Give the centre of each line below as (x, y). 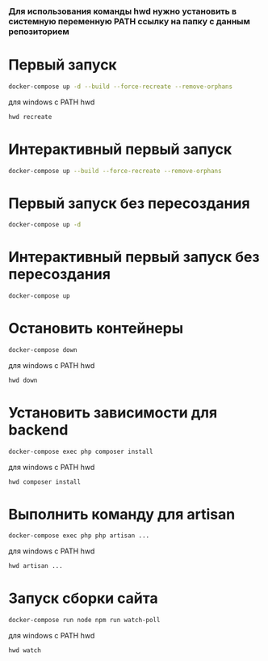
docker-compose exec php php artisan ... (79, 536)
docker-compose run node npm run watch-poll (84, 621)
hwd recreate (30, 117)
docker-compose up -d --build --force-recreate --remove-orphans (120, 87)
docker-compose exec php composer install (81, 451)
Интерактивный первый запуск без (134, 257)
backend (38, 430)
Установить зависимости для (113, 412)
